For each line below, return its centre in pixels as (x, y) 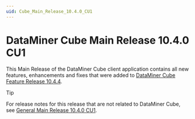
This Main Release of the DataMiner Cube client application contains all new (97, 69)
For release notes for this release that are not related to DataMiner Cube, (93, 104)
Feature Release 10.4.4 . (34, 81)
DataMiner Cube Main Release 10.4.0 (98, 40)
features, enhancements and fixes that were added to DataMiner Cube (91, 75)
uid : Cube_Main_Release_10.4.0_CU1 (49, 11)
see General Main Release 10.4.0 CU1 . (52, 110)
